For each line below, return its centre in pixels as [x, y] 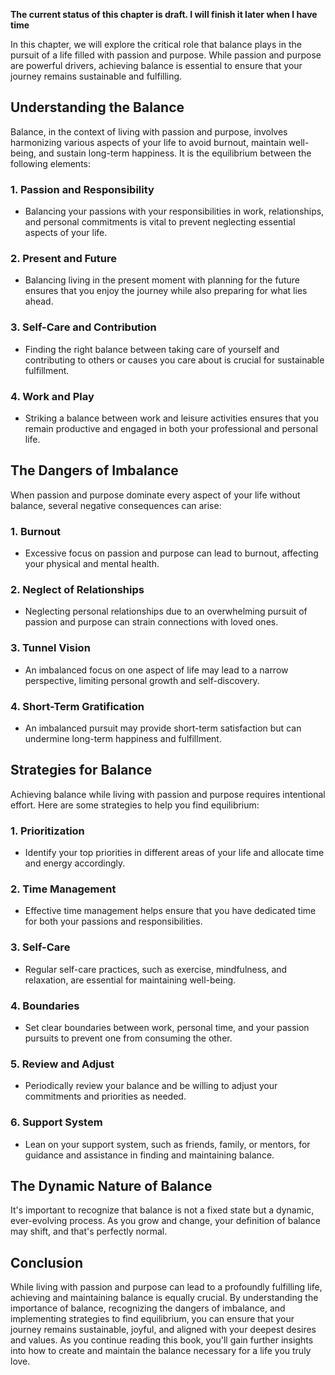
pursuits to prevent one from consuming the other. [128, 1038]
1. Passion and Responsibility [82, 189]
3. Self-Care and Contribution [83, 327]
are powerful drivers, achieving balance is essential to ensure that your [156, 65]
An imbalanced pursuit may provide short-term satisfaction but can [163, 728]
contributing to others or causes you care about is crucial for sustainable [174, 360]
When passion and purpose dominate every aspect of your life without [155, 495]
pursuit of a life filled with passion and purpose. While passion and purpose [166, 55]
